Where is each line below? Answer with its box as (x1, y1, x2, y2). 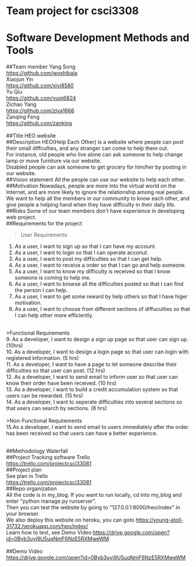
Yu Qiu (6, 89, 22, 96)
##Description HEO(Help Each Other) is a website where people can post (6, 139, 184, 146)
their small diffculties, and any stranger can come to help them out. (6, 145, 169, 152)
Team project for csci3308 (6, 4, 139, 18)
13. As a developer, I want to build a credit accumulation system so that (6, 386, 178, 393)
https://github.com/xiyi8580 (6, 82, 74, 89)
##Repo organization (6, 485, 57, 492)
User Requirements (20, 231, 68, 238)
